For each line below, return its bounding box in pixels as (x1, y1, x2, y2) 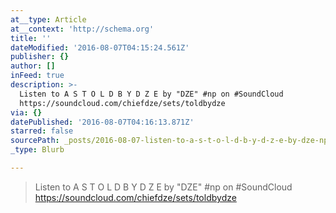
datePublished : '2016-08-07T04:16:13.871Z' (10, 117, 195, 127)
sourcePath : (10, 136, 60, 146)
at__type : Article (10, 14, 87, 25)
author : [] (10, 61, 56, 71)
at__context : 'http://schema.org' (10, 24, 155, 34)
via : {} (10, 107, 43, 118)
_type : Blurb (10, 145, 65, 155)
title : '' (10, 33, 52, 43)
